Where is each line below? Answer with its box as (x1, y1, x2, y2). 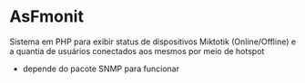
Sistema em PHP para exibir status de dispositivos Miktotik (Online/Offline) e (9, 36, 297, 47)
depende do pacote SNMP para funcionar (22, 63, 180, 74)
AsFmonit (9, 6, 85, 27)
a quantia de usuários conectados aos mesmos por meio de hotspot (9, 45, 265, 56)
